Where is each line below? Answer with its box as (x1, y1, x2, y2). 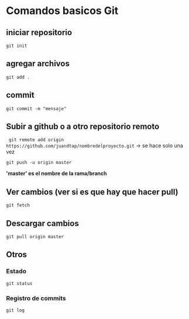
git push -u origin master (6, 160, 72, 166)
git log (6, 307, 25, 314)
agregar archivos (6, 59, 70, 68)
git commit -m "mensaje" (6, 105, 67, 112)
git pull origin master (6, 234, 64, 240)
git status (6, 280, 33, 286)
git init (6, 43, 28, 49)
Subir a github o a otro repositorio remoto (6, 122, 160, 132)
